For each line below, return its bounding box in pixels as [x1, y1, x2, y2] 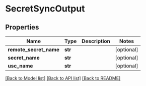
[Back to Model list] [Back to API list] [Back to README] [5, 75, 121, 81]
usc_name [8, 62, 33, 69]
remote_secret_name [8, 46, 59, 53]
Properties [5, 23, 39, 31]
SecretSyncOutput [5, 3, 85, 14]
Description [81, 38, 111, 44]
